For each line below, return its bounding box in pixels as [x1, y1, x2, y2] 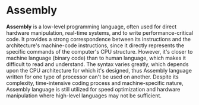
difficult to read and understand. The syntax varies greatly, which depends [6, 60, 189, 68]
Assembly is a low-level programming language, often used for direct [6, 23, 177, 30]
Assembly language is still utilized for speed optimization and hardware [6, 86, 181, 93]
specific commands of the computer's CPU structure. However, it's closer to [6, 48, 193, 55]
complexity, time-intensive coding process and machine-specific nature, [6, 79, 184, 86]
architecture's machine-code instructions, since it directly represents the [6, 42, 185, 49]
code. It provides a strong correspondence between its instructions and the [6, 35, 191, 42]
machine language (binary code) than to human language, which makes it [6, 54, 186, 61]
